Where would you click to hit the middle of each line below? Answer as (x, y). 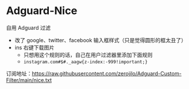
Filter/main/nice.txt (29, 80)
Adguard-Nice (42, 11)
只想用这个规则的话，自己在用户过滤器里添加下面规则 (88, 54)
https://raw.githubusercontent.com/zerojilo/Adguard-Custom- (107, 73)
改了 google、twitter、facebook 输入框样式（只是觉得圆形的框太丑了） (100, 40)
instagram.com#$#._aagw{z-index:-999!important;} (86, 62)
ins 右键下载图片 (34, 47)
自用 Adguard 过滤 (29, 28)
